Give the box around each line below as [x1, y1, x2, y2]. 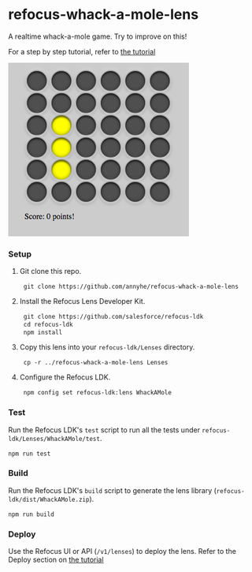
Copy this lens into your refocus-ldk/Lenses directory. [19, 342, 195, 352]
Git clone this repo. [19, 267, 82, 276]
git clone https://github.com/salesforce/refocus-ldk [23, 313, 204, 321]
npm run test [8, 450, 51, 458]
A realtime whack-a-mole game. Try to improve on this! [8, 32, 187, 41]
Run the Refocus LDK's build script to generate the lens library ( [8, 485, 217, 495]
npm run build [8, 510, 55, 518]
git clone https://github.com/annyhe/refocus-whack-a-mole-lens [23, 282, 239, 291]
